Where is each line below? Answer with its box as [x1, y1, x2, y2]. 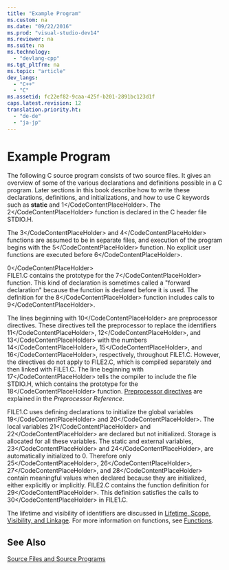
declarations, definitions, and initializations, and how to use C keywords [7, 194, 210, 202]
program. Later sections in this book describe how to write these [7, 186, 190, 194]
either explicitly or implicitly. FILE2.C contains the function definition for [7, 481, 209, 489]
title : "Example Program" [7, 10, 81, 17]
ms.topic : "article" [7, 68, 67, 74]
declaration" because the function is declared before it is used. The [7, 286, 198, 294]
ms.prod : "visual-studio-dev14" [7, 29, 100, 37]
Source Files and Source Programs [7, 555, 106, 563]
